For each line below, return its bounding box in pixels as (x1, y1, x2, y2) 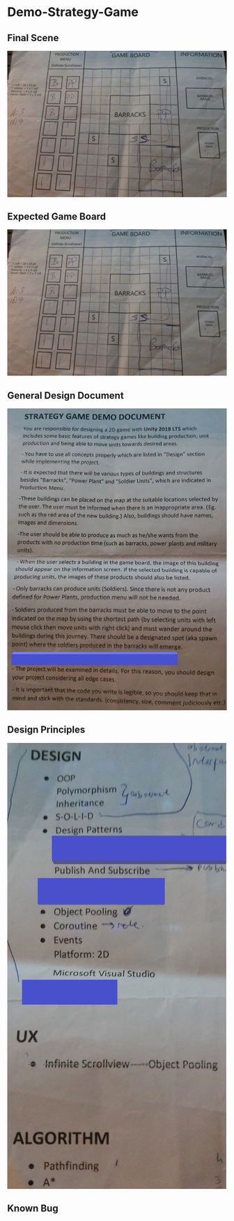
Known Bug (7, 1202, 58, 1214)
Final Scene (7, 32, 59, 44)
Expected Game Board (7, 210, 107, 223)
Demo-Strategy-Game (7, 4, 139, 20)
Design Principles (7, 724, 86, 736)
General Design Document (7, 390, 124, 401)
